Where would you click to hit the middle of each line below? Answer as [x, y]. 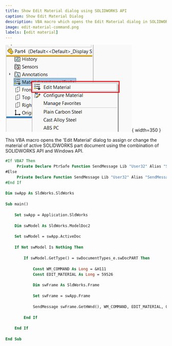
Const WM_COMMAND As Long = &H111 [69, 269]
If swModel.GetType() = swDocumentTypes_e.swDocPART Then [87, 258]
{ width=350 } [146, 130]
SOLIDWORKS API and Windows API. [44, 151]
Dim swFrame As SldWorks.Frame [66, 285]
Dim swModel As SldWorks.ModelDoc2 [52, 226]
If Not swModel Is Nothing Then [49, 247]
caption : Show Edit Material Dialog [44, 16]
